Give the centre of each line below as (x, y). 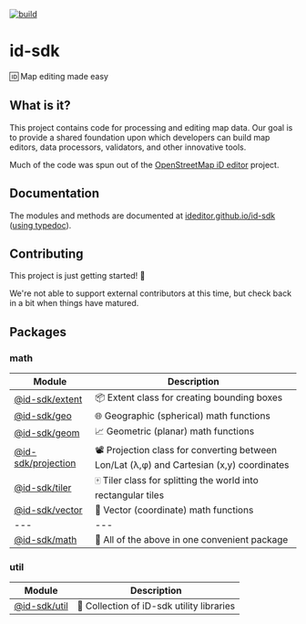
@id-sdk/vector (49, 510)
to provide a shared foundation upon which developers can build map (140, 137)
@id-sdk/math (46, 540)
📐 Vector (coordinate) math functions (174, 510)
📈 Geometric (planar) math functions (174, 431)
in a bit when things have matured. (74, 303)
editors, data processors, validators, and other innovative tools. (128, 147)
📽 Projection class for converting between (186, 450)
